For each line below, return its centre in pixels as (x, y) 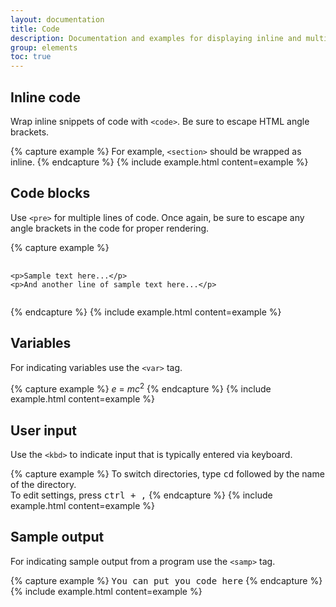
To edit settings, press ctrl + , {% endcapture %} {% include (141, 495)
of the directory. (43, 485)
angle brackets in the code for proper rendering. (110, 228)
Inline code (45, 97)
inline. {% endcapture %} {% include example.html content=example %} (159, 162)
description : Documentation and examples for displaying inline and (156, 38)
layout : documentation (57, 19)
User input (43, 430)
